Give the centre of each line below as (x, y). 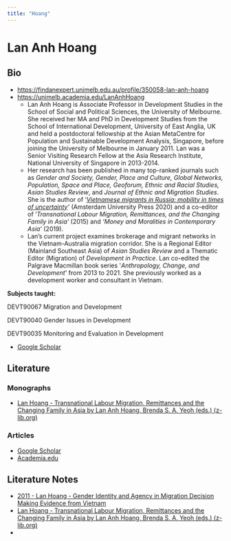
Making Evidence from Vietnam (62, 503)
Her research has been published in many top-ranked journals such (123, 170)
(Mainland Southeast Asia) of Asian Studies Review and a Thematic (122, 251)
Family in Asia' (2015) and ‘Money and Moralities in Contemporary (121, 221)
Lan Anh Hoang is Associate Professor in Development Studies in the (125, 104)
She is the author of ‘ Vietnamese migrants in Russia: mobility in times (125, 199)
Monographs (29, 388)
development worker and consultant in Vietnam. (95, 280)
